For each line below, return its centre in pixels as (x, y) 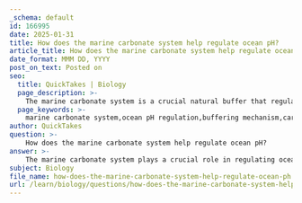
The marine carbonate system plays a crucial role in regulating (151, 159)
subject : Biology (42, 168)
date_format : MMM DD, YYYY (60, 59)
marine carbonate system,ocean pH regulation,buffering (133, 118)
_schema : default (42, 18)
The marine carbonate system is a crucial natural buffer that (147, 101)
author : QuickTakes (46, 127)
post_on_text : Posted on (56, 68)
